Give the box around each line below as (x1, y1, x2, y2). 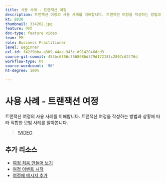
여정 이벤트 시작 (12, 166, 44, 172)
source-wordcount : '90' (5, 63, 55, 68)
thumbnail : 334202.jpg (5, 21, 53, 27)
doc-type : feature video (5, 31, 57, 36)
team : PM (5, 36, 24, 41)
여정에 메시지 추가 (12, 172, 48, 178)
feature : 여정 (5, 26, 33, 31)
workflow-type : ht (5, 59, 44, 64)
